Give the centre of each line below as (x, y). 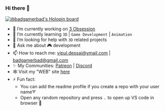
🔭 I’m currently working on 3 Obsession (54, 29)
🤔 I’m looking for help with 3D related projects (60, 40)
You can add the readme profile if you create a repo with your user (90, 87)
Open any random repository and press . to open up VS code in (87, 98)
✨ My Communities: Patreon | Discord (52, 66)
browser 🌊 (31, 103)
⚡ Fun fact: (24, 79)
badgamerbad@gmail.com (40, 60)
